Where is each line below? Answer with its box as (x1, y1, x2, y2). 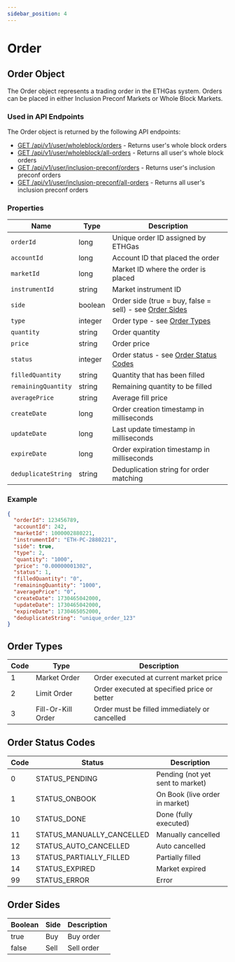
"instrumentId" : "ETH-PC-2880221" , (13, 537, 117, 544)
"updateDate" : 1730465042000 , (13, 601, 101, 609)
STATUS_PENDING (36, 774, 98, 784)
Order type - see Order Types (111, 316, 211, 326)
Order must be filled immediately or (93, 705, 210, 714)
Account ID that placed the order (111, 253, 220, 263)
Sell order (67, 942, 100, 952)
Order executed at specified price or (93, 684, 213, 694)
